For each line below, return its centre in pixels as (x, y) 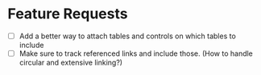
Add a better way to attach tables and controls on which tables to (128, 36)
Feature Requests (68, 14)
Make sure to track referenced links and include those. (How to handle (136, 53)
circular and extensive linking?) (70, 63)
